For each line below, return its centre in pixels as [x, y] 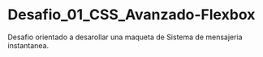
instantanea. [28, 45]
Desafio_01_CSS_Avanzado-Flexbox [131, 15]
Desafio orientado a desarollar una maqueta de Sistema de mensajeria [125, 37]
